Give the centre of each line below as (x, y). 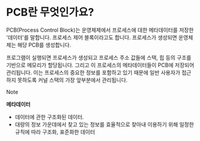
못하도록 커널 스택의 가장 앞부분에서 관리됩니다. (72, 80)
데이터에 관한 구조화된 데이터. (49, 117)
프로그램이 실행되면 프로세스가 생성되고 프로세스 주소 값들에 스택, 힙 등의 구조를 (99, 57)
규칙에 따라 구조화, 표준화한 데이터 (55, 131)
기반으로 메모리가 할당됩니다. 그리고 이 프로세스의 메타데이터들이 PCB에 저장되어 (100, 65)
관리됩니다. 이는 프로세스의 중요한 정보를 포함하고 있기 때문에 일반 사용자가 (93, 72)
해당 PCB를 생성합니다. (44, 45)
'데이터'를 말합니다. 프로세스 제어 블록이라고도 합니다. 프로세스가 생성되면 (92, 37)
